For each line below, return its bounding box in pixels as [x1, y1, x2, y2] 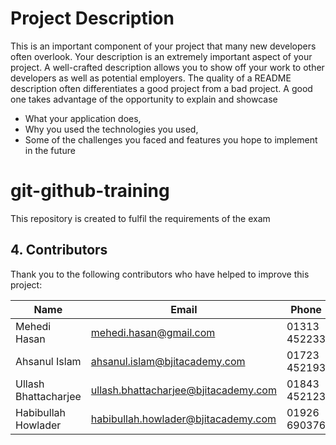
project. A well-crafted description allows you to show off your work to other [10, 61, 325, 73]
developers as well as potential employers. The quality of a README [10, 72, 292, 84]
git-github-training [10, 180, 170, 202]
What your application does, [24, 112, 142, 124]
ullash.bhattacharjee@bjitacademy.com [90, 383, 277, 397]
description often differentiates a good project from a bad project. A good [10, 82, 313, 94]
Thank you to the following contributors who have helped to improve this [10, 268, 310, 280]
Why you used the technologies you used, [24, 123, 199, 135]
